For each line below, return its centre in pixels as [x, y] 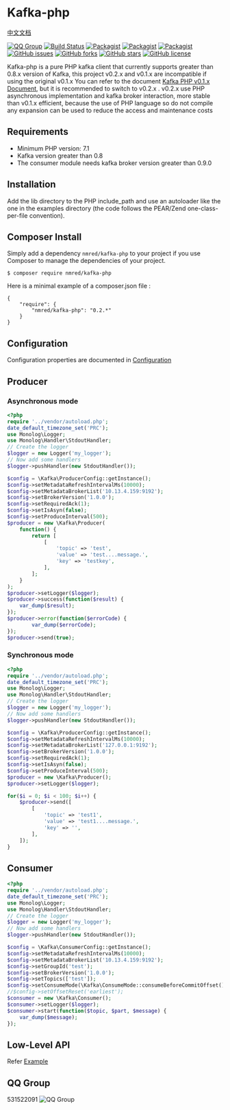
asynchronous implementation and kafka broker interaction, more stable [109, 96]
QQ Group [29, 1083]
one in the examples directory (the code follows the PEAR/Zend [97, 208]
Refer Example [28, 1061]
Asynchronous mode [43, 401]
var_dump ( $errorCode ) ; [64, 625]
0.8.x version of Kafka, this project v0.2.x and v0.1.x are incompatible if [107, 74]
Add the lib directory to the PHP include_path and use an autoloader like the [114, 201]
